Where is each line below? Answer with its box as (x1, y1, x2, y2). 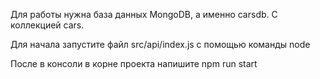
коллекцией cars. (10, 19, 85, 31)
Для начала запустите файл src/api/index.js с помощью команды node (10, 39, 311, 50)
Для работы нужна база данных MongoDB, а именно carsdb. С (10, 9, 278, 20)
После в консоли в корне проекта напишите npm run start (10, 58, 258, 69)
